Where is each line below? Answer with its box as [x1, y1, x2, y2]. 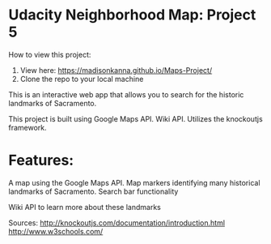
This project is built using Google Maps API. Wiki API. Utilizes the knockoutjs [8, 113, 263, 123]
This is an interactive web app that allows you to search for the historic [8, 89, 244, 99]
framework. [8, 122, 47, 132]
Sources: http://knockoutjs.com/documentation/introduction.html [8, 217, 225, 228]
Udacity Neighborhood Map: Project [8, 6, 256, 24]
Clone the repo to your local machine [19, 74, 144, 83]
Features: [8, 152, 74, 169]
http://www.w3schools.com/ [8, 226, 104, 236]
